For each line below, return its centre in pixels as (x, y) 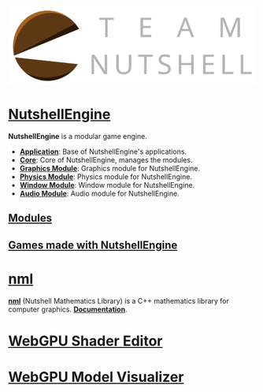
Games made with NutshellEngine (93, 245)
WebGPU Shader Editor (85, 341)
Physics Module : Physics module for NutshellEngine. (106, 177)
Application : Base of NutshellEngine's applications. (103, 151)
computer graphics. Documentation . (68, 309)
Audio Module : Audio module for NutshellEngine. (99, 194)
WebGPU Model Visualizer (96, 377)
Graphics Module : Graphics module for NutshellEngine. (110, 169)
